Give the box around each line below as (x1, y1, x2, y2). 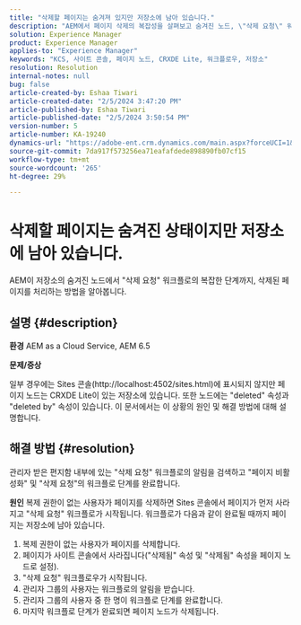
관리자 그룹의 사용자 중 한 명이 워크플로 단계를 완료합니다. (21, 594, 224, 605)
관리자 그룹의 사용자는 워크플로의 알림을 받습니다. (21, 583, 195, 594)
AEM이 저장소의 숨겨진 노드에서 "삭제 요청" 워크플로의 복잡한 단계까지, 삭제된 (9, 275, 280, 286)
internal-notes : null (9, 72, 90, 81)
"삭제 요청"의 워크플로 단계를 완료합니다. (39, 478, 181, 489)
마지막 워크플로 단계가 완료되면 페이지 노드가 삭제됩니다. (21, 605, 219, 616)
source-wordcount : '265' (9, 163, 102, 172)
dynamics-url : (9, 138, 63, 147)
